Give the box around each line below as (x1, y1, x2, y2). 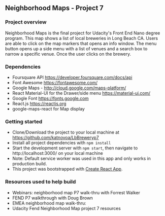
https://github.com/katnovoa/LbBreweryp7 (12, 135, 99, 141)
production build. (12, 161, 47, 167)
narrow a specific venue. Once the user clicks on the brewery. (5, 51, 132, 57)
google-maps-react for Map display (12, 106, 85, 111)
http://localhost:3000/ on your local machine (12, 150, 103, 156)
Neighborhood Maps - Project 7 (5, 4, 104, 12)
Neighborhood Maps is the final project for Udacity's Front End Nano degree (5, 30, 161, 36)
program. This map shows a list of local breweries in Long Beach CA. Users (5, 35, 158, 41)
